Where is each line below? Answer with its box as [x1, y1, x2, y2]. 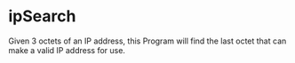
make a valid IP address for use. [8, 44, 126, 55]
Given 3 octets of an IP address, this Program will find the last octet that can [8, 35, 287, 46]
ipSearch [8, 6, 76, 27]
